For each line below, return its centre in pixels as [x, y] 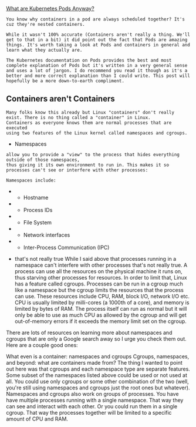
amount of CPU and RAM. [37, 419]
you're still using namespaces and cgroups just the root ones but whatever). [98, 388]
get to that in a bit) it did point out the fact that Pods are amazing [97, 40]
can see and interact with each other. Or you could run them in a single [92, 406]
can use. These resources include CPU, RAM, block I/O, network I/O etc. [102, 296]
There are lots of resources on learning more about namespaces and [89, 332]
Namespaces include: [31, 180]
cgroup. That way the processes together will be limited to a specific [89, 412]
